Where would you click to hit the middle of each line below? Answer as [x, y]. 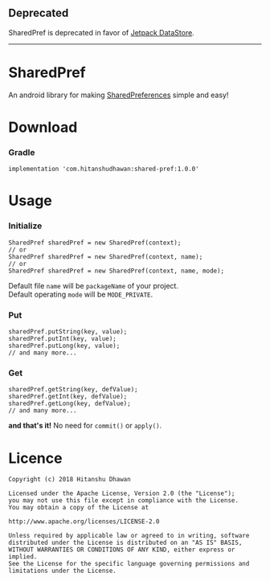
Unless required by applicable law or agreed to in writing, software [129, 536]
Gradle [22, 152]
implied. [23, 557]
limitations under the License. [62, 571]
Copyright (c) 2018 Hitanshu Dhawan [70, 480]
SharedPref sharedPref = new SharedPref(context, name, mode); [117, 271]
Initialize [25, 226]
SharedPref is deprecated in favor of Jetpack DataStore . [101, 32]
